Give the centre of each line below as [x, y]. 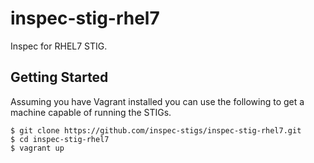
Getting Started [59, 77]
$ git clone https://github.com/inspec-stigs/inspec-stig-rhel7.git [156, 130]
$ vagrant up [37, 148]
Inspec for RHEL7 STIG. [59, 46]
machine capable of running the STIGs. [91, 112]
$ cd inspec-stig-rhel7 [60, 139]
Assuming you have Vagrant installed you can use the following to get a [157, 101]
